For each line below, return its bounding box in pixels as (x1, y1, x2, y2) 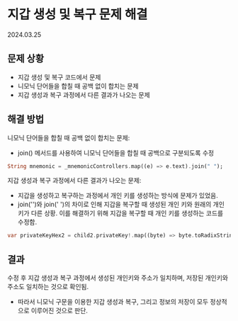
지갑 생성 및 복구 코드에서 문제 (17, 72, 101, 81)
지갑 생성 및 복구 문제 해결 (7, 6, 148, 23)
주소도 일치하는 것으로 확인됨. (7, 283, 89, 291)
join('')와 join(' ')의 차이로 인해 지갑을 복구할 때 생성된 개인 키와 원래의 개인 (17, 200, 225, 209)
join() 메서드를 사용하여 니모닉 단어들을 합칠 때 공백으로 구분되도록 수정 (17, 148, 215, 157)
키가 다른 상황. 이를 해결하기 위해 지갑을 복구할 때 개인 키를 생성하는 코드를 (17, 209, 224, 218)
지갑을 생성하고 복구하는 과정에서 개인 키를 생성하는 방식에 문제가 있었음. (17, 191, 218, 200)
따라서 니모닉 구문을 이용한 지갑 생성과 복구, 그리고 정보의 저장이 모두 (17, 298, 209, 306)
